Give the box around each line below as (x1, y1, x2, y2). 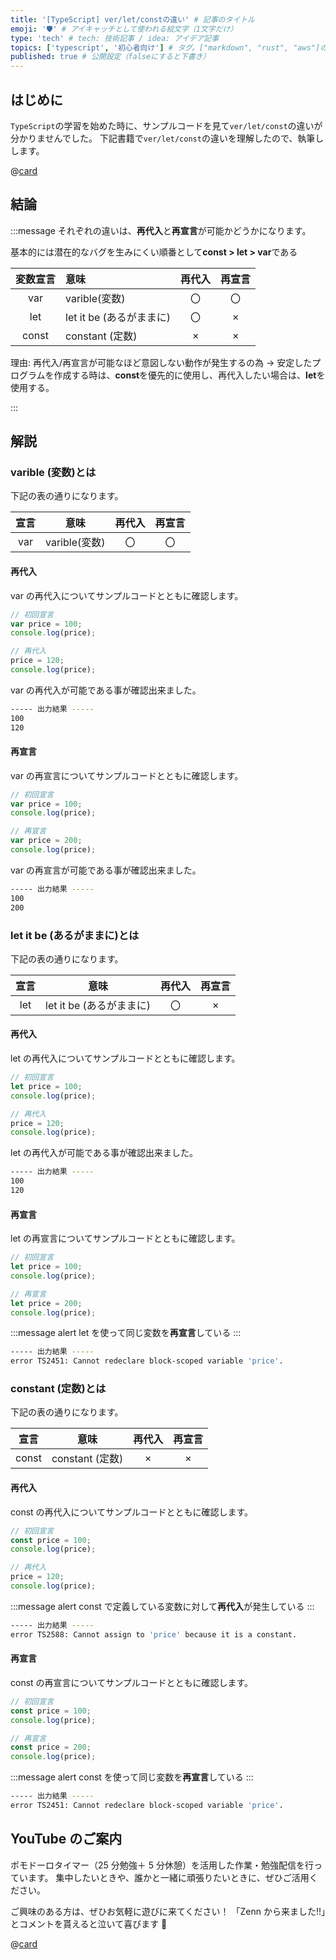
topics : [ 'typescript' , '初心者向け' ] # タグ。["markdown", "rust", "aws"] (10, 42, 321, 53)
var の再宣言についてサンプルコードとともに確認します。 (10, 769, 244, 781)
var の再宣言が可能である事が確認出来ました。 (10, 864, 202, 876)
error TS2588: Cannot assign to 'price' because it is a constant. (10, 1629, 298, 1640)
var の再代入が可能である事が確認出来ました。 (10, 684, 202, 696)
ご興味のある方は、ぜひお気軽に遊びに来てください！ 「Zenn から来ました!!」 (10, 1905, 327, 1917)
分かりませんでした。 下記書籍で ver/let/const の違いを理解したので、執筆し (10, 132, 325, 144)
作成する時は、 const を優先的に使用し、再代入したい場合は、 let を (53, 369, 326, 381)
